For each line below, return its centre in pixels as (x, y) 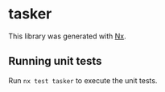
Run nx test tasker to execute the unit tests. (83, 80)
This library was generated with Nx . (67, 36)
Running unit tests (55, 61)
